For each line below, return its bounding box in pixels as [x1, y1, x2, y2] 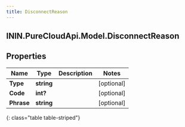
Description [58, 69, 92, 77]
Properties [6, 52, 47, 62]
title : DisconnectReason [6, 8, 68, 15]
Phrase [9, 98, 30, 107]
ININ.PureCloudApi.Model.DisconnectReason [6, 31, 180, 41]
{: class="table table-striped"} [6, 114, 81, 121]
